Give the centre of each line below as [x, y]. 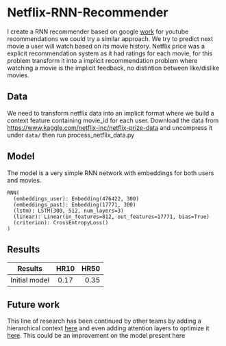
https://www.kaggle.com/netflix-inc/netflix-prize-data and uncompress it [110, 127]
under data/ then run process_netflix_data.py [71, 135]
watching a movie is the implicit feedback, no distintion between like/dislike [113, 68]
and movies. [24, 180]
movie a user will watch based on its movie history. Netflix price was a [106, 46]
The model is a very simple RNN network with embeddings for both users [111, 173]
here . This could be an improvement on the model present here [96, 336]
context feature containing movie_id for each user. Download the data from [113, 120]
